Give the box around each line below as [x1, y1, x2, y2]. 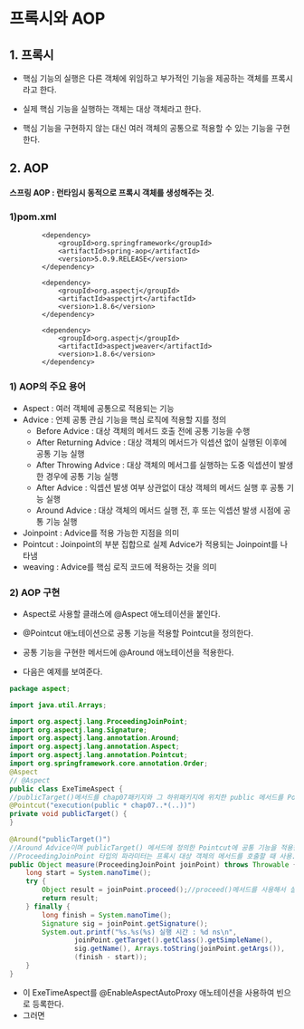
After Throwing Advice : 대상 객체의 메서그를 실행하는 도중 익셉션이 [35, 459, 277, 470]
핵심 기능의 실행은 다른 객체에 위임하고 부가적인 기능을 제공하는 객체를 [22, 73, 270, 83]
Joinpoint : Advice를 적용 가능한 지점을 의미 [22, 527, 180, 538]
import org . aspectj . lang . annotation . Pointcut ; [9, 751, 188, 760]
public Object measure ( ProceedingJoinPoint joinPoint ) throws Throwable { [9, 860, 298, 870]
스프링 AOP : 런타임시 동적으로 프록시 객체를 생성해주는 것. [9, 187, 214, 197]
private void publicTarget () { [9, 810, 128, 819]
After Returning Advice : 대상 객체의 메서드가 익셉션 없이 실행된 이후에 [35, 437, 288, 447]
